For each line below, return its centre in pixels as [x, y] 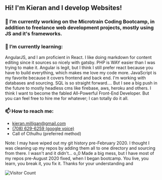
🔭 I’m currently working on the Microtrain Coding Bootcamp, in [80, 22]
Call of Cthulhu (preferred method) [46, 133]
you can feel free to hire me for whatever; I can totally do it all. [67, 98]
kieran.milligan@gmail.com [39, 123]
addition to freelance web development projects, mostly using [79, 28]
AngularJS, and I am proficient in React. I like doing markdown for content [78, 57]
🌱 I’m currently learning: [34, 47]
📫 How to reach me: [29, 111]
